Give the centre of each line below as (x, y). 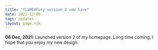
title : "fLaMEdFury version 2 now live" (47, 10)
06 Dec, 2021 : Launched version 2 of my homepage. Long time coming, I (79, 37)
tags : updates (20, 19)
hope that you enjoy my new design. (42, 43)
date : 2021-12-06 (23, 14)
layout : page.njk (23, 23)
